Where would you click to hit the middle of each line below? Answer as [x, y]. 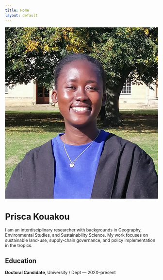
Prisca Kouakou [37, 217]
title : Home [17, 10]
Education [21, 261]
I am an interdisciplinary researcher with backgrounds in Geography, [73, 230]
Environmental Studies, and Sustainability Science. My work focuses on [77, 235]
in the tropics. [19, 245]
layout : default [21, 15]
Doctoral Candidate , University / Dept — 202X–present [60, 273]
